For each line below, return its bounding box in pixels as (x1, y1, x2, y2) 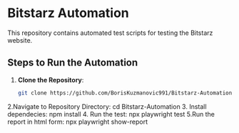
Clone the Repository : (17, 75, 84, 84)
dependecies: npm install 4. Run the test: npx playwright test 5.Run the (7, 110, 215, 118)
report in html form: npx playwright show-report (7, 117, 148, 126)
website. (7, 36, 33, 44)
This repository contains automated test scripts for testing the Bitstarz (7, 28, 213, 37)
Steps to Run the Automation (7, 57, 138, 69)
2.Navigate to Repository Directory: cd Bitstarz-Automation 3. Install (7, 102, 207, 111)
